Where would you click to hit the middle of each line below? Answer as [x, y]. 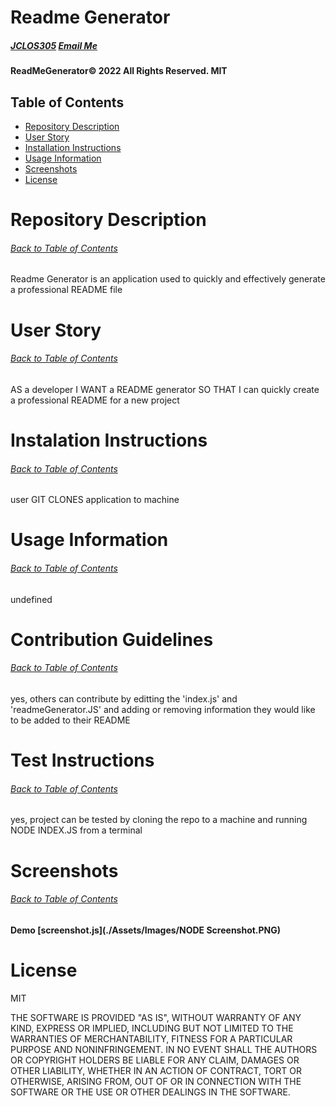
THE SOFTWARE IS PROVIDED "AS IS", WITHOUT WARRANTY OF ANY [156, 1017]
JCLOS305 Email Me [54, 45]
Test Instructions [82, 760]
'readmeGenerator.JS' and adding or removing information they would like [163, 709]
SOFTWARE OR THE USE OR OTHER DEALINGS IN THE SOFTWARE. [150, 1092]
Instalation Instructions [109, 440]
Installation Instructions [73, 147]
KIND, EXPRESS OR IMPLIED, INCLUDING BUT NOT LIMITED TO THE [152, 1028]
